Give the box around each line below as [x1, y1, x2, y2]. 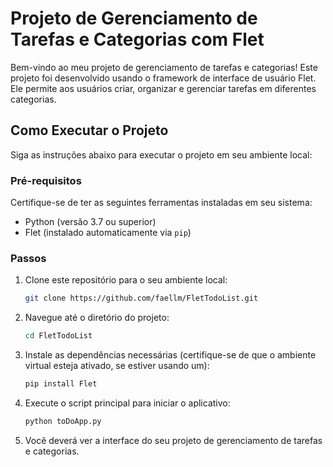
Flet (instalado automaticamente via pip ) [24, 227, 192, 239]
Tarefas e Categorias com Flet [10, 28, 265, 51]
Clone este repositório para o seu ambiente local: [24, 274, 228, 286]
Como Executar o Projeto [10, 122, 169, 139]
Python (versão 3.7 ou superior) [24, 216, 157, 228]
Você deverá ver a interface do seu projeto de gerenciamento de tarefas [24, 434, 323, 446]
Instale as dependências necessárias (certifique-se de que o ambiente [24, 349, 317, 361]
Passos [10, 251, 47, 265]
